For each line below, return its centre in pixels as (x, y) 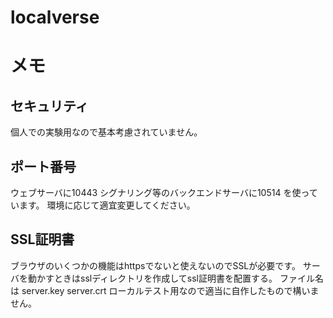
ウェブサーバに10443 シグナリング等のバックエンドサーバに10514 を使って (164, 192)
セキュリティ (49, 106)
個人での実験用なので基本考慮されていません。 (106, 132)
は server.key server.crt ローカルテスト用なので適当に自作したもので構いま (165, 290)
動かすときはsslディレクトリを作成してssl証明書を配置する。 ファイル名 (175, 278)
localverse (55, 17)
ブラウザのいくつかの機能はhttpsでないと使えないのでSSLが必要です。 (155, 265)
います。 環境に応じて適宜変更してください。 (103, 205)
